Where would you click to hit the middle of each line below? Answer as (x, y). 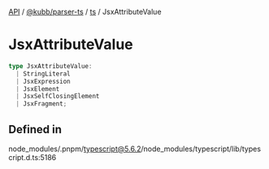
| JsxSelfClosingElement (58, 97)
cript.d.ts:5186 (33, 157)
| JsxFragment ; (41, 104)
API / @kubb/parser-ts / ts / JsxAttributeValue (85, 12)
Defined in (35, 129)
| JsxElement (38, 89)
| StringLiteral (43, 74)
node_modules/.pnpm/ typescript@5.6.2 (75, 149)
